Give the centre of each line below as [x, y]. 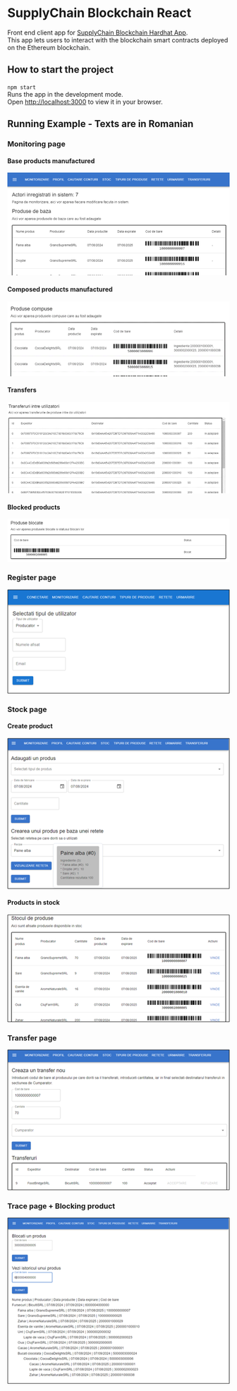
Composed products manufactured [60, 289]
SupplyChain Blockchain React [99, 13]
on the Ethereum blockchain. [49, 47]
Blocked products [34, 507]
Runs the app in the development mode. [65, 94]
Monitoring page [36, 144]
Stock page [27, 709]
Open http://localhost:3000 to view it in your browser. [85, 102]
